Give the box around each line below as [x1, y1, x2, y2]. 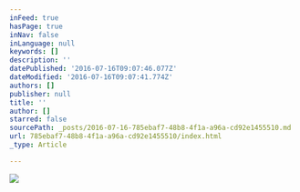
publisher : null [9, 89, 71, 98]
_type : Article [9, 140, 67, 149]
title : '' [9, 97, 47, 107]
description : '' [9, 56, 71, 65]
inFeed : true [9, 13, 59, 23]
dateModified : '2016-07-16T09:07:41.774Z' [9, 73, 173, 82]
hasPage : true [9, 22, 64, 31]
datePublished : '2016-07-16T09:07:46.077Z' [9, 65, 178, 74]
